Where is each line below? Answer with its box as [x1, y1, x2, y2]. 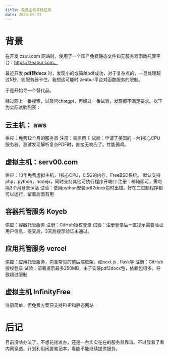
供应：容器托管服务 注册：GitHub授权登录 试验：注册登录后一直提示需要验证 [5, 221, 164, 228]
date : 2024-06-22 [5, 12, 42, 17]
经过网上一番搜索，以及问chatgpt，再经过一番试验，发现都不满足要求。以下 [5, 98, 163, 104]
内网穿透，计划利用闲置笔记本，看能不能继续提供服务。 [5, 345, 120, 352]
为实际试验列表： [5, 104, 41, 110]
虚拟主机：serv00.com [5, 157, 78, 166]
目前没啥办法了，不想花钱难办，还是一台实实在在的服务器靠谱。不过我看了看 [5, 339, 164, 345]
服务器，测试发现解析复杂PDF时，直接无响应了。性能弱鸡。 [5, 141, 129, 147]
